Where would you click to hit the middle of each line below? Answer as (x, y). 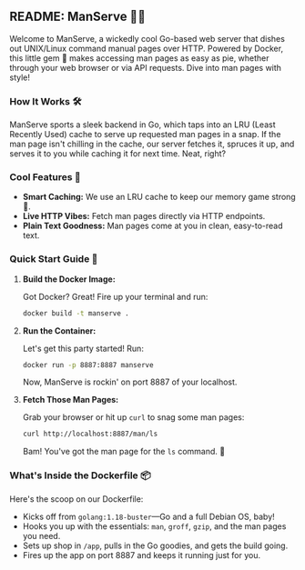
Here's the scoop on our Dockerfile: (76, 499)
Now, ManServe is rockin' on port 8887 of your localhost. (130, 382)
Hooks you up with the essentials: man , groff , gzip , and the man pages (154, 526)
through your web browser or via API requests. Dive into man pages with (146, 67)
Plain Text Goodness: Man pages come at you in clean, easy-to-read (152, 226)
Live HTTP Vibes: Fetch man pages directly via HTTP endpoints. (144, 216)
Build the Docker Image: (69, 279)
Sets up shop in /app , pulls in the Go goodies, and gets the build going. (155, 545)
